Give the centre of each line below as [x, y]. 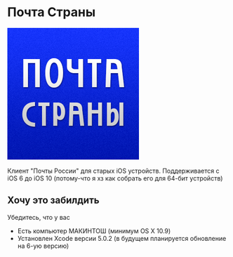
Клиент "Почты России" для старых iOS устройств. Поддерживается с [113, 171]
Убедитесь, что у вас [39, 217]
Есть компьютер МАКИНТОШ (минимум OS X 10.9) [94, 231]
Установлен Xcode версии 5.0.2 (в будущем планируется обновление [122, 238]
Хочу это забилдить [53, 200]
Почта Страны [52, 12]
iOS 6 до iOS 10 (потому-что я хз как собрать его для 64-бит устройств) [115, 178]
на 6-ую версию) [43, 246]
